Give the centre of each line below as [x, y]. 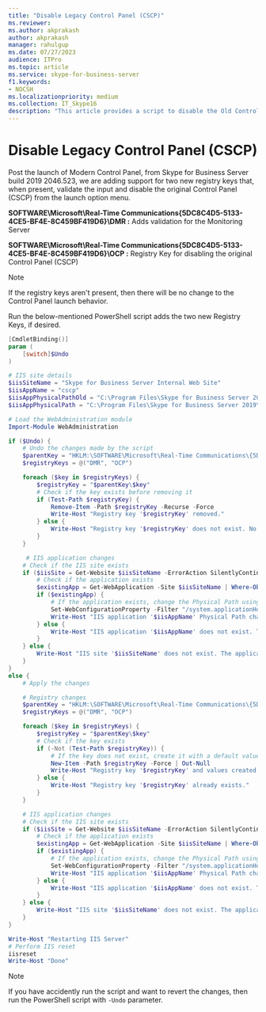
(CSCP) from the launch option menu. [69, 197]
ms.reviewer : [30, 23]
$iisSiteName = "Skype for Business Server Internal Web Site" [115, 383]
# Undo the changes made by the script [88, 448]
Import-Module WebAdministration [63, 427]
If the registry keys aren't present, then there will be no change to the [122, 292]
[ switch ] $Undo [46, 354]
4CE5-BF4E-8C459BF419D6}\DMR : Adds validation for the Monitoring [125, 221]
